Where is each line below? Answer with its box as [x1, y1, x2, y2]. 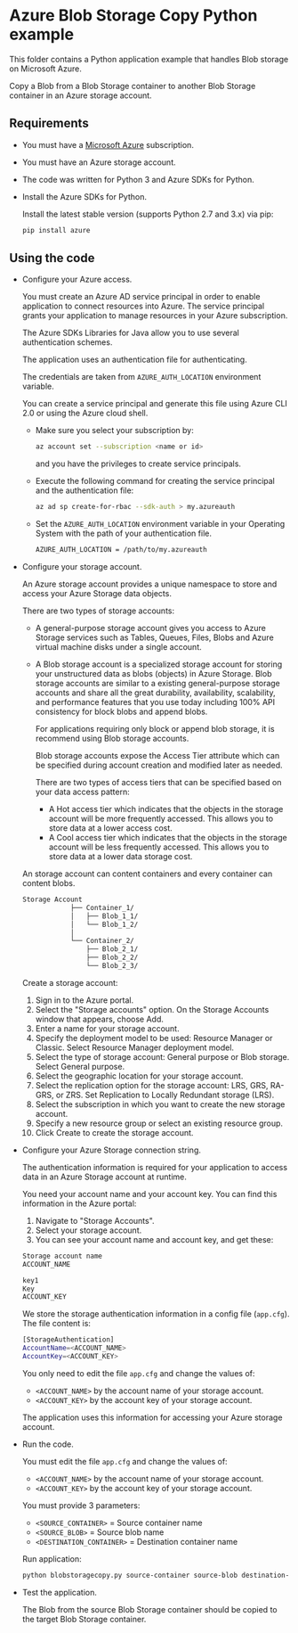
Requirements [9, 116, 89, 131]
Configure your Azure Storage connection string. [21, 1145, 202, 1155]
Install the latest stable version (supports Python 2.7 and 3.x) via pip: [21, 209, 274, 219]
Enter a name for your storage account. [35, 1022, 180, 1034]
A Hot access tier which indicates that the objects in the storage [48, 804, 284, 815]
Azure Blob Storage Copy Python [9, 5, 258, 26]
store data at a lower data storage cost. [48, 851, 193, 862]
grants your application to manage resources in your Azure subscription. [21, 310, 288, 321]
